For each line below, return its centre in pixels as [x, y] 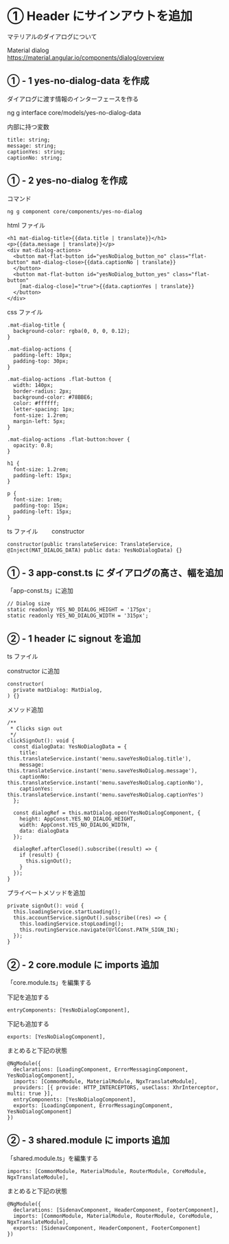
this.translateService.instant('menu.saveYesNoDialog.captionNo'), [106, 783]
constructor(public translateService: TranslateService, [90, 544]
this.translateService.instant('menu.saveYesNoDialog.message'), [102, 771]
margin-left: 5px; [40, 421]
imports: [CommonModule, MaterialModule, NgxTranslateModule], [105, 1082]
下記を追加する [28, 997]
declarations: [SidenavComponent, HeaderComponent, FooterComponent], [116, 1210]
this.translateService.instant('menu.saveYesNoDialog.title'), [99, 759]
